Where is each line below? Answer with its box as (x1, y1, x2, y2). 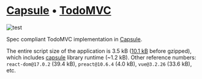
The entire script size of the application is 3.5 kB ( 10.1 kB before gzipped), (6, 47, 192, 55)
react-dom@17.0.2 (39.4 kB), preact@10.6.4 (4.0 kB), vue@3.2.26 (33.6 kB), (6, 60, 192, 67)
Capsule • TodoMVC (6, 4, 111, 18)
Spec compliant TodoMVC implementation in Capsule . (6, 35, 143, 43)
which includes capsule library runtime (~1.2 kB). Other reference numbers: (6, 53, 196, 61)
